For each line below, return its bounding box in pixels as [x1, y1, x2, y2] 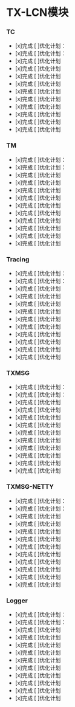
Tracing [6, 255, 30, 263]
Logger [6, 596, 28, 605]
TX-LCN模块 [6, 5, 69, 19]
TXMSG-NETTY [6, 483, 54, 491]
